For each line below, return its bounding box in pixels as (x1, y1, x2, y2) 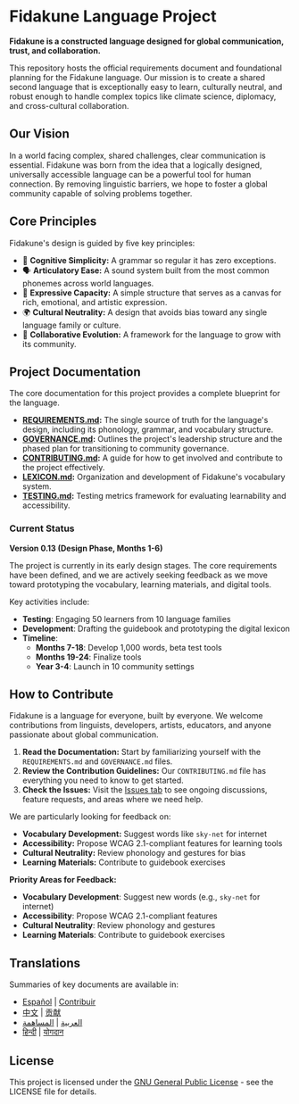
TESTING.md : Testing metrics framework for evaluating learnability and (21, 491, 287, 502)
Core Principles (9, 214, 97, 229)
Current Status (9, 522, 75, 535)
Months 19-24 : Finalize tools (35, 652, 142, 662)
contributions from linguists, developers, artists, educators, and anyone (9, 720, 272, 731)
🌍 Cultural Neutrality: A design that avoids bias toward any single (21, 306, 268, 318)
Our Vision (9, 127, 70, 142)
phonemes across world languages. (21, 278, 154, 288)
